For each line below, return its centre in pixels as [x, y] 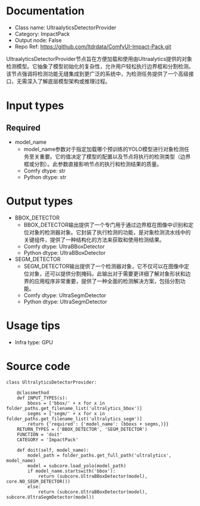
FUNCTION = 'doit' [40, 434]
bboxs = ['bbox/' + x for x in [66, 403]
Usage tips [33, 326]
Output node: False [38, 40]
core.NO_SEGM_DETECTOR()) [38, 482]
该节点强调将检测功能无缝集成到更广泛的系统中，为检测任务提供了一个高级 [97, 73]
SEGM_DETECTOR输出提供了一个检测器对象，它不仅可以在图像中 [104, 266]
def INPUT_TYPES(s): [42, 398]
